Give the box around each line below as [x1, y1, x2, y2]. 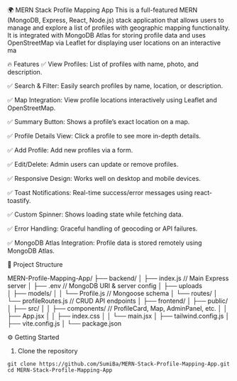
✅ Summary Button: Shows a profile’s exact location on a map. [7, 118, 190, 126]
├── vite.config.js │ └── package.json [7, 319, 122, 328]
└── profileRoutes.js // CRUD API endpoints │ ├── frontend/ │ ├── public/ [7, 297, 228, 305]
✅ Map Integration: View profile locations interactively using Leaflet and [7, 96, 218, 104]
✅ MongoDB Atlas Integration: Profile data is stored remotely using [7, 238, 202, 247]
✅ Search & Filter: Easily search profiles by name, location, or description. [7, 82, 224, 90]
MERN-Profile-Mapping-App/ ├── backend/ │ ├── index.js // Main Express [7, 274, 229, 282]
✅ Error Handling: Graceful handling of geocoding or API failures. [7, 224, 198, 233]
